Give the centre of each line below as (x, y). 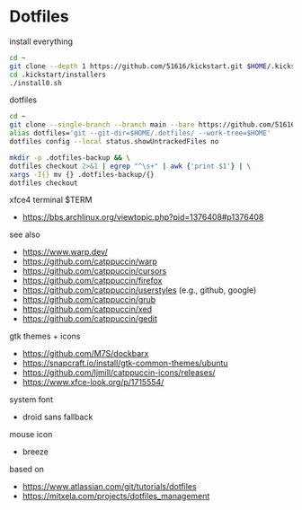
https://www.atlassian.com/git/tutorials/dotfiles (109, 487)
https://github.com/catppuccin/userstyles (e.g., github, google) (139, 290)
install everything (41, 41)
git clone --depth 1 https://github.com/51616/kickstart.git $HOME (138, 66)
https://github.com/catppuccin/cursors (94, 271)
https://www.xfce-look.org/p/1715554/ (93, 382)
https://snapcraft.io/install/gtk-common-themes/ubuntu (125, 363)
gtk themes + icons (45, 336)
